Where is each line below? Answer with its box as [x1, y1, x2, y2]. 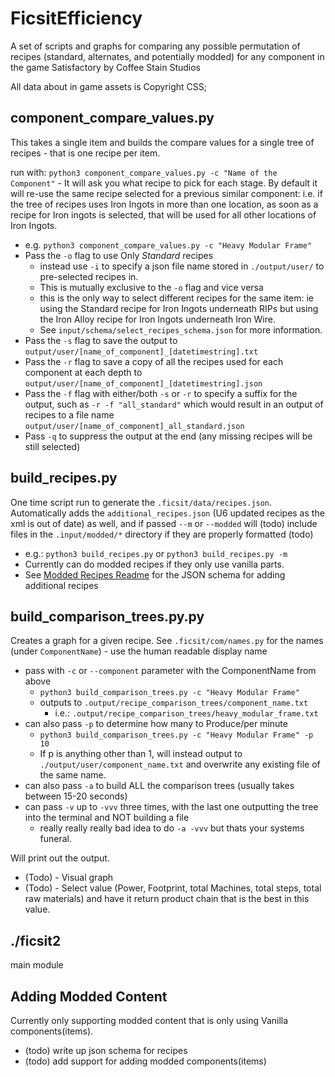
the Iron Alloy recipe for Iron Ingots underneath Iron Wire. [39, 313, 276, 325]
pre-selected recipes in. [39, 270, 139, 282]
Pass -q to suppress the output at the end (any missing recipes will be [24, 430, 313, 442]
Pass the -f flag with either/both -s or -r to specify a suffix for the [24, 387, 298, 399]
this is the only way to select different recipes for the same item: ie [39, 292, 314, 304]
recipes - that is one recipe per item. [10, 147, 161, 159]
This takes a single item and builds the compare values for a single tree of [10, 136, 315, 148]
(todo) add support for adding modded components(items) [24, 1055, 267, 1067]
